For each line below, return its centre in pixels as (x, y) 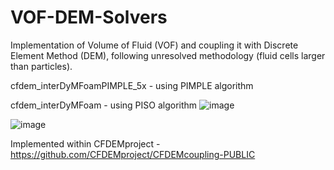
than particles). (41, 66)
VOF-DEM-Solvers (89, 17)
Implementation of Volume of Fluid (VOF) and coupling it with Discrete (154, 45)
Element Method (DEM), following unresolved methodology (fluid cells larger (168, 55)
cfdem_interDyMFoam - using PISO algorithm (104, 105)
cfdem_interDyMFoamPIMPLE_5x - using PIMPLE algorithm (132, 85)
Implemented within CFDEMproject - (85, 143)
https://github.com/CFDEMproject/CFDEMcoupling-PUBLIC (133, 154)
